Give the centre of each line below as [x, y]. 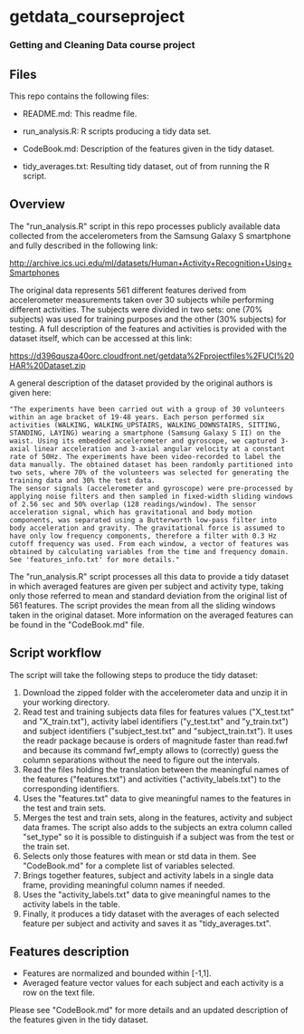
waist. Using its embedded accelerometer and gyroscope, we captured [143, 441]
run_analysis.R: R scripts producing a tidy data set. [117, 131]
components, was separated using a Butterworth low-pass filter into [143, 520]
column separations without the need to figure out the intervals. [141, 760]
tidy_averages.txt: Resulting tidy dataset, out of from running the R [146, 166]
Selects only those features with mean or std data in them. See [139, 856]
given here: [30, 392]
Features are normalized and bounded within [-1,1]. [117, 973]
